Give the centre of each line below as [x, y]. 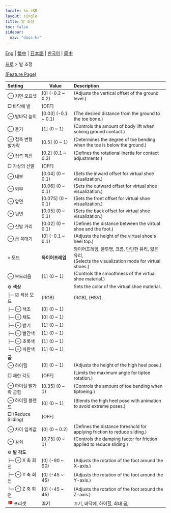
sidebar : [15, 32]
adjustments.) [88, 158]
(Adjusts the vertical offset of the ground [116, 93]
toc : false [17, 27]
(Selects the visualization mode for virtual [117, 261]
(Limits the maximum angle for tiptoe [112, 373]
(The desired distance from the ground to [117, 113]
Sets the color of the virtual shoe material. [117, 287]
